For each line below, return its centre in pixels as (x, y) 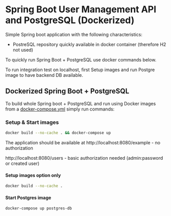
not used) (23, 50)
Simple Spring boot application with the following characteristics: (74, 34)
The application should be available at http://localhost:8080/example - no (83, 142)
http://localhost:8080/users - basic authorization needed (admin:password (84, 158)
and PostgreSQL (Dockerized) (70, 20)
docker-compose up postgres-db (39, 208)
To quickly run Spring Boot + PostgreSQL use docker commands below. (81, 59)
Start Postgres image (28, 198)
